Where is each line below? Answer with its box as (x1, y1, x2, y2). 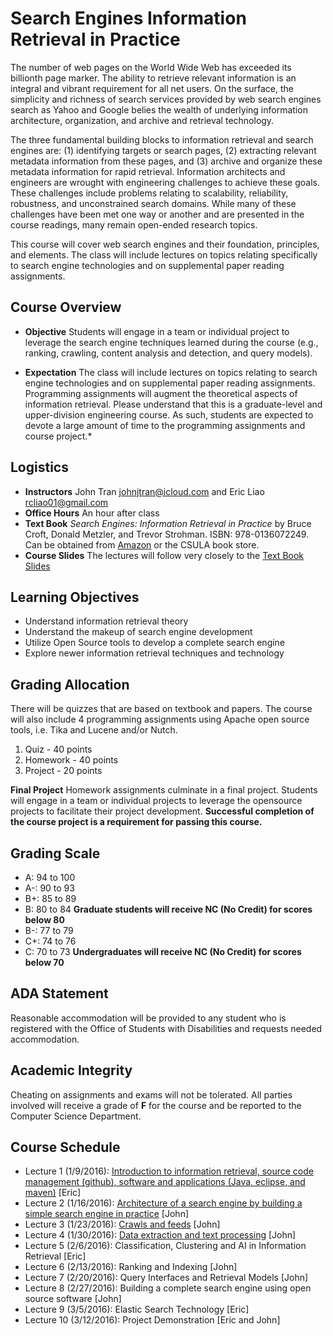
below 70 (24, 957, 65, 968)
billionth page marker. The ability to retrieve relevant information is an (10, 72, 297, 84)
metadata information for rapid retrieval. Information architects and (10, 165, 286, 177)
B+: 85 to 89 (24, 893, 77, 904)
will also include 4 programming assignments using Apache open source (10, 713, 310, 726)
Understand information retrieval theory (24, 615, 189, 627)
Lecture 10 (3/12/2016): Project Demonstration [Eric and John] (24, 1314, 281, 1326)
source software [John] (24, 1293, 122, 1305)
